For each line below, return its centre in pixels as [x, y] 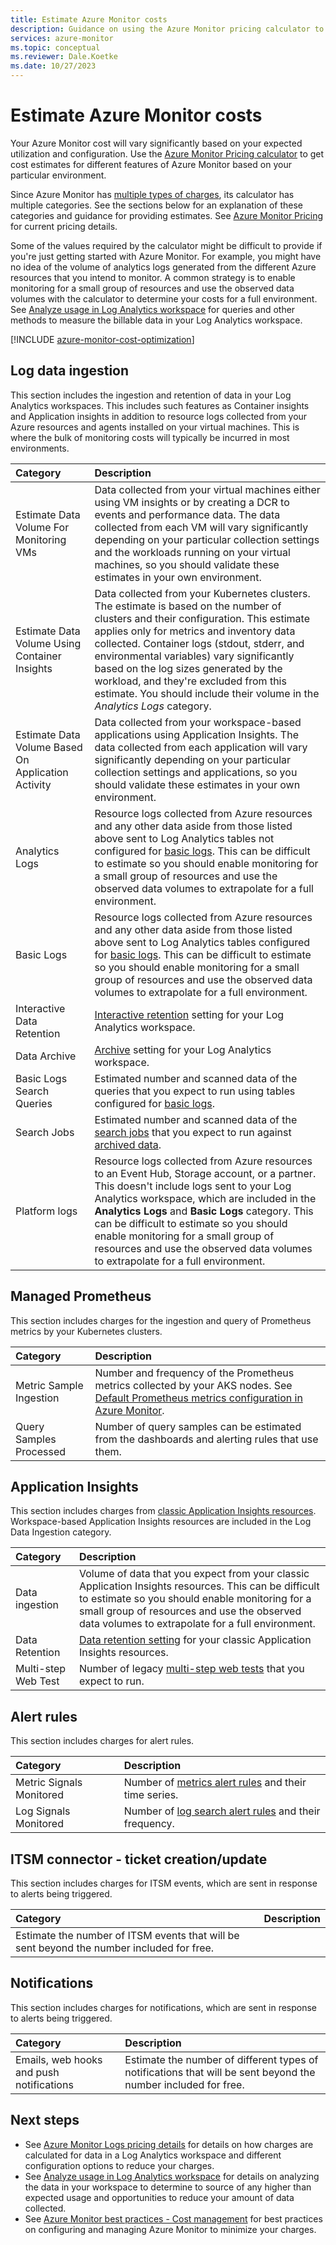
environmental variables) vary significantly [194, 656]
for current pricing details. [64, 226]
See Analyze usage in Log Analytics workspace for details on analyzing [172, 2176]
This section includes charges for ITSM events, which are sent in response [164, 1883]
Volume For [42, 527]
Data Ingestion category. [61, 1532]
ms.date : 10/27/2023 [53, 66]
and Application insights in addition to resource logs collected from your [159, 416]
